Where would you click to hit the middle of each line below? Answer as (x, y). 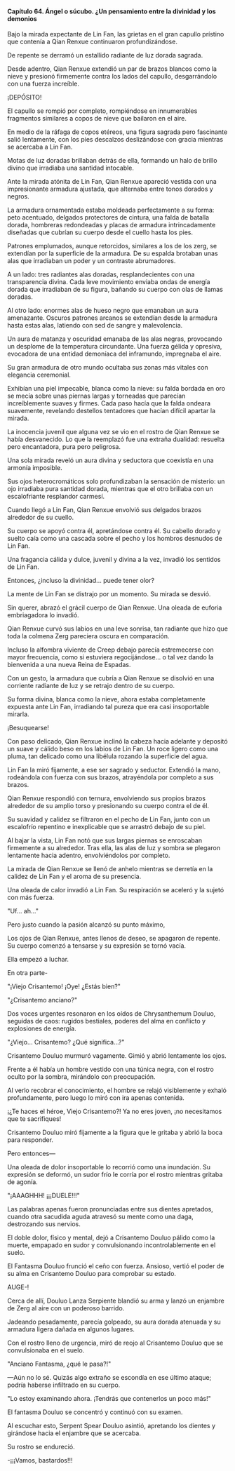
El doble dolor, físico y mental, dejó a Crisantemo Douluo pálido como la (111, 1238)
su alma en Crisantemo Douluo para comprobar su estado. (92, 1274)
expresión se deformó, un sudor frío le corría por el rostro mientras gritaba (115, 1175)
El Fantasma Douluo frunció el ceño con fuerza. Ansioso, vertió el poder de (116, 1266)
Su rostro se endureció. (41, 1447)
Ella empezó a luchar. (38, 960)
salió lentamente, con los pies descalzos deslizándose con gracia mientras (115, 140)
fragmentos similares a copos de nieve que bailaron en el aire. (97, 119)
